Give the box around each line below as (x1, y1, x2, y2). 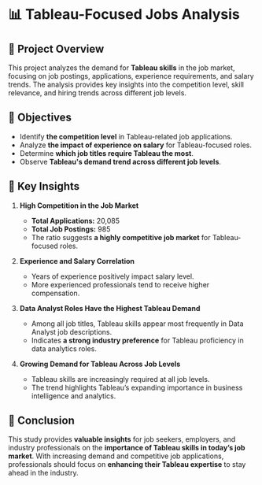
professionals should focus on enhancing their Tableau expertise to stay (8, 460, 246, 469)
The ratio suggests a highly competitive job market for (31, 232, 211, 242)
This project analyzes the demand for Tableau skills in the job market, (8, 63, 235, 72)
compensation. (31, 288, 80, 298)
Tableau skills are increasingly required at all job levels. (31, 374, 210, 383)
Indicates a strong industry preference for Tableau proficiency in (31, 335, 244, 345)
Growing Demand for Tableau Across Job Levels (19, 359, 181, 368)
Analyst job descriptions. (31, 327, 113, 336)
